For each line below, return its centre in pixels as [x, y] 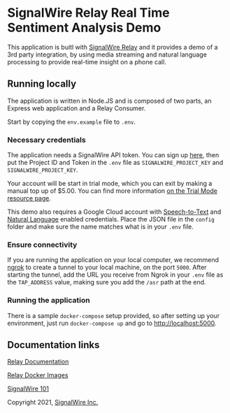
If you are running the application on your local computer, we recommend [113, 260]
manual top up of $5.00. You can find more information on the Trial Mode [113, 191]
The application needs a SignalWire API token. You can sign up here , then [113, 155]
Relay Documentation [38, 362]
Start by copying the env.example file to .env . [72, 122]
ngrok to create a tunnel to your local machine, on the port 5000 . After [107, 268]
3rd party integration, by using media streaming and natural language [107, 55]
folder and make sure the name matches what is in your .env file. [100, 227]
